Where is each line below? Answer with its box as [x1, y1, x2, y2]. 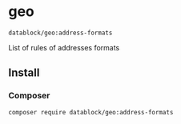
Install [8, 66, 40, 80]
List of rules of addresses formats [8, 42, 120, 52]
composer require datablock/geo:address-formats [8, 108, 174, 116]
